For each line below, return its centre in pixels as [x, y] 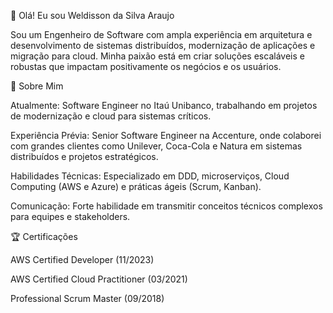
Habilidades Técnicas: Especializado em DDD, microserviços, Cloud [150, 176]
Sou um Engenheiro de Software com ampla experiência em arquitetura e [161, 34]
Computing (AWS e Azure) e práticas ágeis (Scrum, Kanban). [136, 186]
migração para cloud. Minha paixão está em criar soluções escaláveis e [157, 56]
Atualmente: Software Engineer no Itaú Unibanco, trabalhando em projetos [164, 105]
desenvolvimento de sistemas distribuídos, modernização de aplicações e [163, 45]
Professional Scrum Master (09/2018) [87, 298]
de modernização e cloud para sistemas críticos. [111, 116]
